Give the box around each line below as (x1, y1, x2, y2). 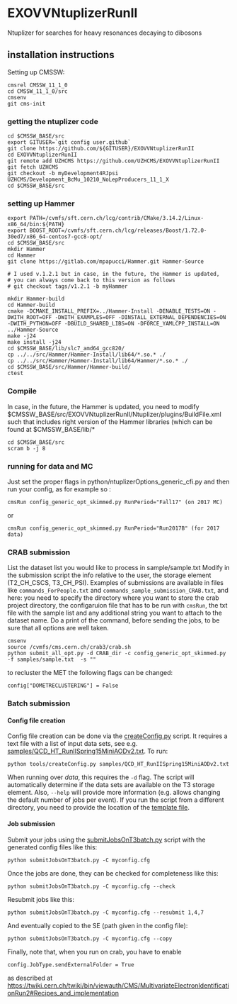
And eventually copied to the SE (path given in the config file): (7, 921, 188, 930)
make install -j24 (7, 339, 62, 346)
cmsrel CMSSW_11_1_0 (7, 82, 69, 89)
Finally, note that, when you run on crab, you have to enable (7, 947, 182, 956)
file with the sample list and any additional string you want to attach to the (7, 608, 223, 618)
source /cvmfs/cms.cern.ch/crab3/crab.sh (7, 644, 132, 651)
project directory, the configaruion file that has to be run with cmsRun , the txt (7, 601, 228, 610)
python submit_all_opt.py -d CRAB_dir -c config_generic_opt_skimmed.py (7, 650, 226, 657)
